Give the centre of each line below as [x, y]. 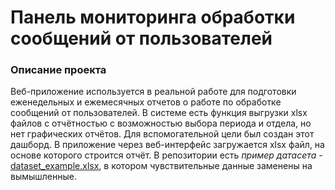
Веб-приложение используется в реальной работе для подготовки [153, 92]
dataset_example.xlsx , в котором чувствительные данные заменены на [161, 166]
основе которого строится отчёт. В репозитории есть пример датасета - [166, 155]
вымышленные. [44, 177]
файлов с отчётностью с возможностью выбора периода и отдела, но [161, 123]
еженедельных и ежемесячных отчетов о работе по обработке [146, 102]
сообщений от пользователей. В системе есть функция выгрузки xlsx [159, 113]
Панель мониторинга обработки [153, 17]
